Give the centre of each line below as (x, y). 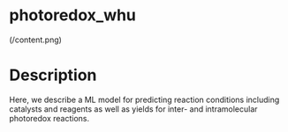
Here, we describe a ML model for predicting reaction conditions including (144, 99)
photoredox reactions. (49, 118)
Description (53, 75)
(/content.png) (35, 40)
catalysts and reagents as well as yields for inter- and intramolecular (133, 109)
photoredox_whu (73, 15)
